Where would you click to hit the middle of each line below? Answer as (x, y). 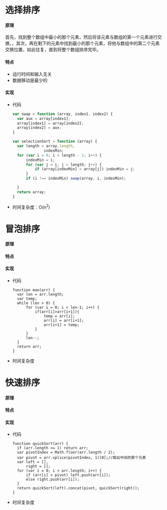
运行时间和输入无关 (32, 74)
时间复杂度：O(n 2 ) (31, 206)
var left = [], (33, 462)
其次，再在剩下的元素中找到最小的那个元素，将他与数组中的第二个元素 (88, 43)
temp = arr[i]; (60, 316)
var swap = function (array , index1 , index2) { (63, 114)
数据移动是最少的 (30, 80)
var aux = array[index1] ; (44, 118)
